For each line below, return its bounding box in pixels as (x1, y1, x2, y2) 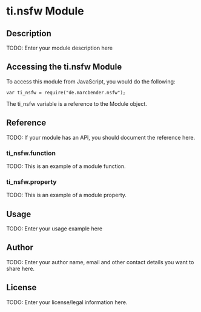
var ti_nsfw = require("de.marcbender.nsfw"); (6, 89, 126, 96)
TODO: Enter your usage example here (6, 225, 103, 232)
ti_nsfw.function (6, 149, 56, 157)
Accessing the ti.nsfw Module (6, 62, 122, 72)
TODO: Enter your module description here (6, 44, 113, 51)
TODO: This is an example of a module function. (6, 162, 126, 170)
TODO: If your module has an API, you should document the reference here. (6, 134, 196, 141)
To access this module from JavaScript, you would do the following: (6, 77, 176, 85)
